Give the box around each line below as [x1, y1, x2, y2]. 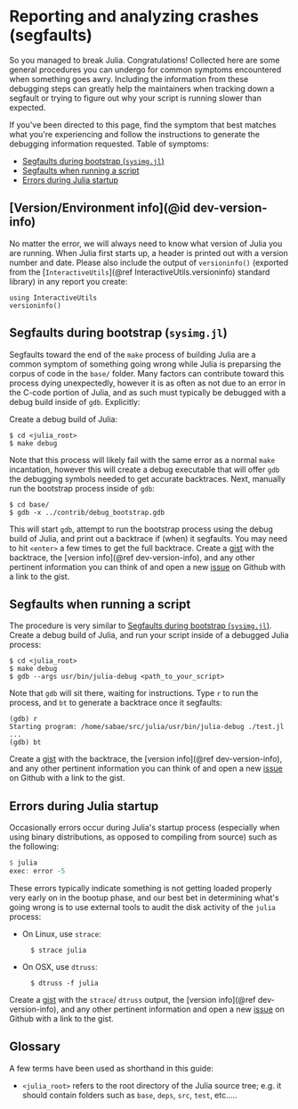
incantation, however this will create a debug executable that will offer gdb [9, 464, 280, 475]
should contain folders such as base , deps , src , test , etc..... [21, 1089, 238, 1100]
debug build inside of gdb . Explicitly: [9, 396, 141, 407]
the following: [9, 841, 60, 852]
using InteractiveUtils [9, 293, 98, 302]
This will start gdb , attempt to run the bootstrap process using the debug [9, 524, 274, 534]
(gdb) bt [9, 738, 42, 747]
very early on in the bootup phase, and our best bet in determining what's [9, 892, 279, 903]
